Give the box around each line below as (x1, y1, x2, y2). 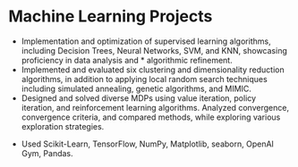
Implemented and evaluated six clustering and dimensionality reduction (21, 64, 285, 75)
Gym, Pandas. (21, 147, 73, 158)
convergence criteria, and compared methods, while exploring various (21, 112, 281, 122)
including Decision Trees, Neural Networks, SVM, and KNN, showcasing (21, 45, 287, 55)
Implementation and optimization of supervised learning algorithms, (21, 36, 271, 46)
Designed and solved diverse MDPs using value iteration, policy (21, 92, 257, 104)
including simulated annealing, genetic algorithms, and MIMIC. (21, 83, 252, 94)
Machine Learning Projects (8, 6, 213, 27)
